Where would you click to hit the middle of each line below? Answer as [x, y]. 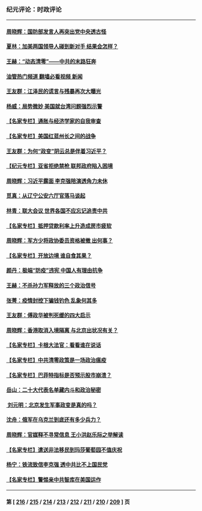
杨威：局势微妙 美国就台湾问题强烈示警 [54, 106]
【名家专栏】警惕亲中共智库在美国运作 [54, 479]
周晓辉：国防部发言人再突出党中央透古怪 [56, 31]
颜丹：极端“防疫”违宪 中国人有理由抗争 [55, 270]
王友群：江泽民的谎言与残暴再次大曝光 [54, 91]
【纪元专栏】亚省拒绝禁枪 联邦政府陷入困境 [60, 166]
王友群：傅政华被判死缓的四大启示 [48, 316]
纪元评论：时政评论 [34, 9]
